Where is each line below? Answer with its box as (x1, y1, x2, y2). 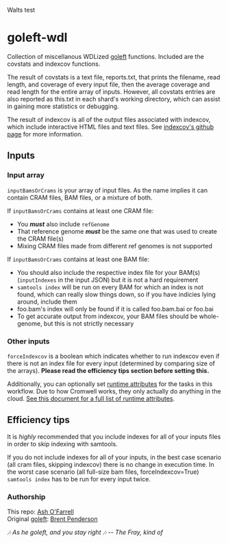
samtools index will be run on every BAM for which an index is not (16, 282, 204, 291)
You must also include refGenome (16, 219, 110, 228)
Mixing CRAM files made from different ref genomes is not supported (16, 241, 212, 250)
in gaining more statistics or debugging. (7, 102, 119, 110)
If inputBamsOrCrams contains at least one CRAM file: (7, 206, 154, 215)
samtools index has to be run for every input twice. (7, 474, 151, 483)
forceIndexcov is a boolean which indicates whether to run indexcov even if (7, 352, 220, 360)
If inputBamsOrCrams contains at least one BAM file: (7, 255, 149, 263)
